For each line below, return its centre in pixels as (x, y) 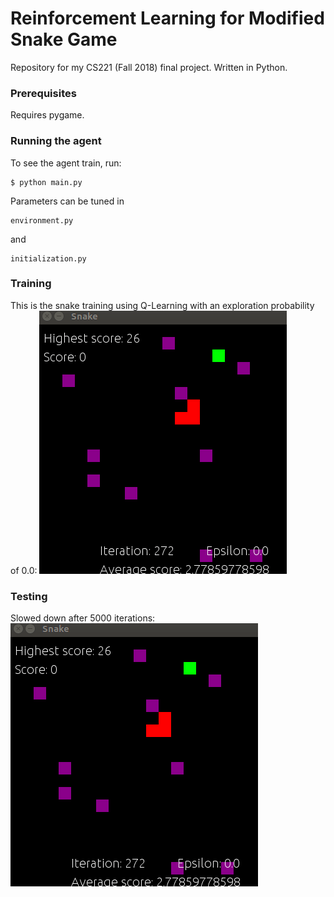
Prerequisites (43, 93)
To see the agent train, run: (66, 163)
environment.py (42, 220)
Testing (29, 596)
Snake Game (64, 39)
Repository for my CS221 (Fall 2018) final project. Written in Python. (149, 67)
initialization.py (48, 258)
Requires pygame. (47, 115)
